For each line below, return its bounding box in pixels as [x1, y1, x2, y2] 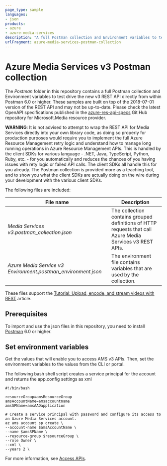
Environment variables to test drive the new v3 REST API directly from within [5, 93, 162, 100]
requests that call [111, 226, 152, 233]
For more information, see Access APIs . [5, 456, 86, 462]
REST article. [5, 295, 32, 301]
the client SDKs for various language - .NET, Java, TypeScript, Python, [5, 150, 150, 157]
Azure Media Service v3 [7, 262, 64, 269]
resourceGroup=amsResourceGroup [5, 394, 72, 400]
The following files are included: [5, 187, 71, 193]
